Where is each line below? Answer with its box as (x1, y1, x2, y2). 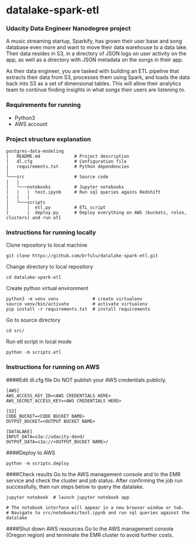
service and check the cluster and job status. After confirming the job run (6, 477, 183, 484)
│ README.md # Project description (6, 153, 130, 160)
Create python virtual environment (6, 285, 89, 292)
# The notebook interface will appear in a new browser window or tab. (6, 504, 184, 511)
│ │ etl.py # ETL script (6, 205, 106, 211)
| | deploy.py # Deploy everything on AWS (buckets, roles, (6, 210, 187, 216)
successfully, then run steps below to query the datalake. (6, 483, 145, 490)
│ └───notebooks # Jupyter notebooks (6, 184, 125, 190)
